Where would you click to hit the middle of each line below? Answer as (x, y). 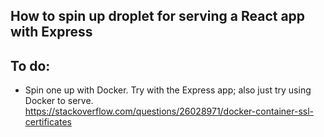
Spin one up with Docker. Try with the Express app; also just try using (168, 90)
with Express (51, 32)
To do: (30, 65)
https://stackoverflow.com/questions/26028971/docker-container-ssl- (169, 111)
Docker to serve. (59, 101)
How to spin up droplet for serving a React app (158, 16)
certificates (48, 122)
